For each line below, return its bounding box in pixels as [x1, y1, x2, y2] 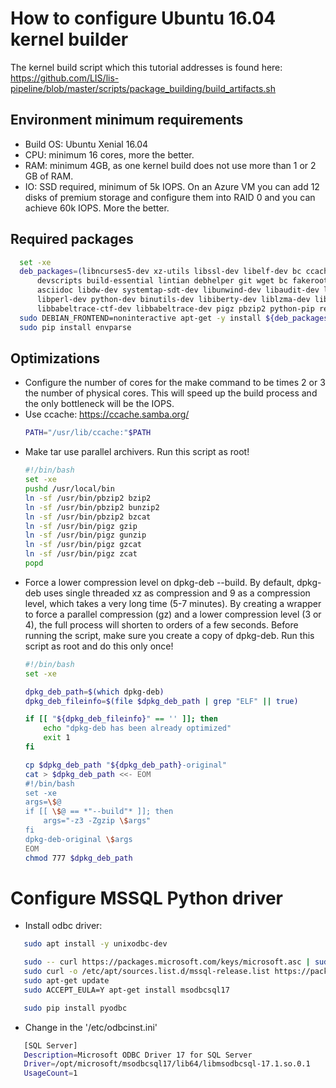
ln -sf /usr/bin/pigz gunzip [24, 530, 147, 541]
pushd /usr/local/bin [24, 484, 115, 494]
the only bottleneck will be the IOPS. [24, 398, 175, 410]
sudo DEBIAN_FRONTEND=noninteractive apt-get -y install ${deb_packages [19, 313, 329, 323]
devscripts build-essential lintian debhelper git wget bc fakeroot [36, 276, 329, 286]
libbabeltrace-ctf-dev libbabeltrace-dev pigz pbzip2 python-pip [36, 303, 315, 314]
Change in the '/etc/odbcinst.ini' [24, 1021, 158, 1033]
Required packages [10, 231, 134, 248]
